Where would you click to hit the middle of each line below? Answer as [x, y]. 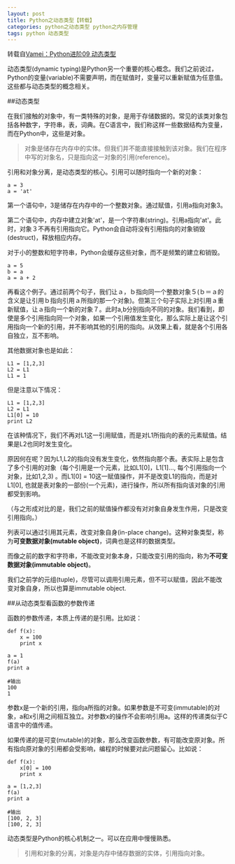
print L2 [20, 422]
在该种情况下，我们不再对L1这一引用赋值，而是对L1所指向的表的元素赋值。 [114, 435]
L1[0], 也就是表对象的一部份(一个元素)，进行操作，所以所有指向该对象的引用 [116, 485]
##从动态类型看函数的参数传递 [51, 603]
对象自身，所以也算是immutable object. [70, 588]
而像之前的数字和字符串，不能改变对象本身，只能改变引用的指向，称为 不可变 [117, 556]
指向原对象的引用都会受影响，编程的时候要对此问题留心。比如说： [108, 749]
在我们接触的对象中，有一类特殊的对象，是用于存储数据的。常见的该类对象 [114, 116]
